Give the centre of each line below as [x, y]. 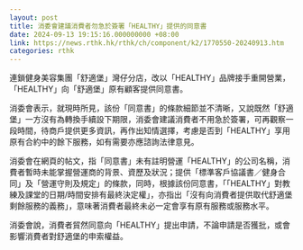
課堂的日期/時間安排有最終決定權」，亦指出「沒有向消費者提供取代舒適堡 [159, 195]
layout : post [34, 18]
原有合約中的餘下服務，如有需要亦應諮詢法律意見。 [104, 142]
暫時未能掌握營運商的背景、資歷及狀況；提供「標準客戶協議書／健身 [151, 173]
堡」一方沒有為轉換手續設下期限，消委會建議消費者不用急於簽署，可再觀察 [147, 120]
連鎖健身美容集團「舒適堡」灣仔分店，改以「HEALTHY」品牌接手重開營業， [150, 78]
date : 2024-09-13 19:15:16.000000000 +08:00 [94, 34]
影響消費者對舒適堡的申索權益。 [69, 237]
